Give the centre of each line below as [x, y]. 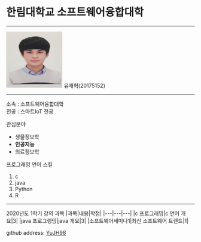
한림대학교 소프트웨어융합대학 [75, 12]
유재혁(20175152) [85, 85]
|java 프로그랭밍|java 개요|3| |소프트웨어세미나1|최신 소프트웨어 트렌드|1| [104, 220]
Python [24, 189]
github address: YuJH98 [36, 232]
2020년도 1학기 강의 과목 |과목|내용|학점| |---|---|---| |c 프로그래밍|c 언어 [93, 213]
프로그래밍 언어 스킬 [29, 164]
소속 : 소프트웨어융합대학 [35, 104]
